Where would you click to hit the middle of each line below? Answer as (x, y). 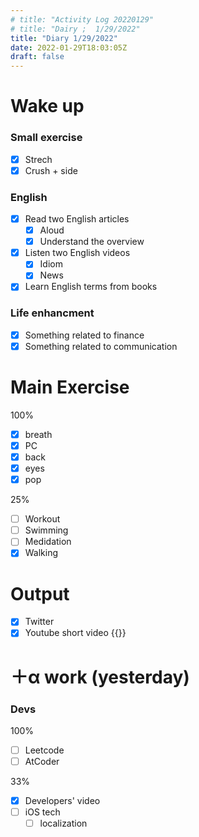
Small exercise (46, 138)
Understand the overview (92, 242)
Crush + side (51, 170)
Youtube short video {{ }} (75, 633)
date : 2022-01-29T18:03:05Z (69, 47)
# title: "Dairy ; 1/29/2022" (75, 29)
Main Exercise (70, 387)
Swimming (46, 530)
